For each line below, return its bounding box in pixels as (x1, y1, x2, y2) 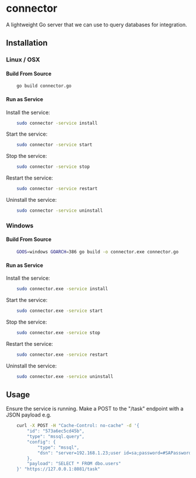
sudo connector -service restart (16, 186, 98, 192)
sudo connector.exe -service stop (16, 329, 100, 335)
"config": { (27, 439, 57, 445)
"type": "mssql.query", (27, 434, 85, 440)
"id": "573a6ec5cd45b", (27, 428, 85, 434)
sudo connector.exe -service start (16, 308, 103, 314)
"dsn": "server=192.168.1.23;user (37, 450, 121, 456)
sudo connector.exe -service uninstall (16, 373, 114, 379)
